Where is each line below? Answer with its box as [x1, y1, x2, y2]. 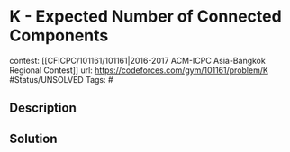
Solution [9, 130, 58, 146]
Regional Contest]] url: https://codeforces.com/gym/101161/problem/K [9, 65, 268, 76]
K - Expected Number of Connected [9, 6, 282, 27]
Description [9, 101, 77, 116]
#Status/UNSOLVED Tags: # [9, 74, 114, 85]
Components [9, 25, 109, 46]
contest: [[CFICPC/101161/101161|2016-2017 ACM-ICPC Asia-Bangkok [9, 55, 266, 66]
